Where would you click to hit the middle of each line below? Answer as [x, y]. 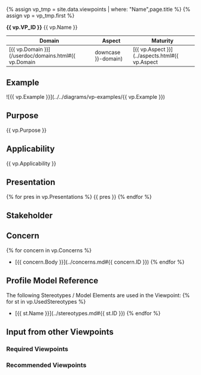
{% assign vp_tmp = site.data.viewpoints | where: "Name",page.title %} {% [98, 9]
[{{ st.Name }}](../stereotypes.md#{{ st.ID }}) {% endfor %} [88, 313]
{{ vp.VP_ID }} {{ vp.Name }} [42, 27]
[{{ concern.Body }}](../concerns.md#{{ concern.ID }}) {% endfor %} [100, 262]
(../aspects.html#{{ [156, 55]
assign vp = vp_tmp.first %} [40, 16]
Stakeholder [29, 215]
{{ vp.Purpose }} [26, 130]
